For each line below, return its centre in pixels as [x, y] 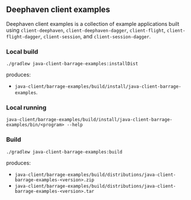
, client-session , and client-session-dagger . [96, 36]
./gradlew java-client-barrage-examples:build [64, 152]
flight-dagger [24, 37]
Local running [27, 108]
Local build [22, 51]
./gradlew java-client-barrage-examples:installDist [72, 64]
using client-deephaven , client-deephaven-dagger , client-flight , [86, 30]
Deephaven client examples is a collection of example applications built [93, 24]
